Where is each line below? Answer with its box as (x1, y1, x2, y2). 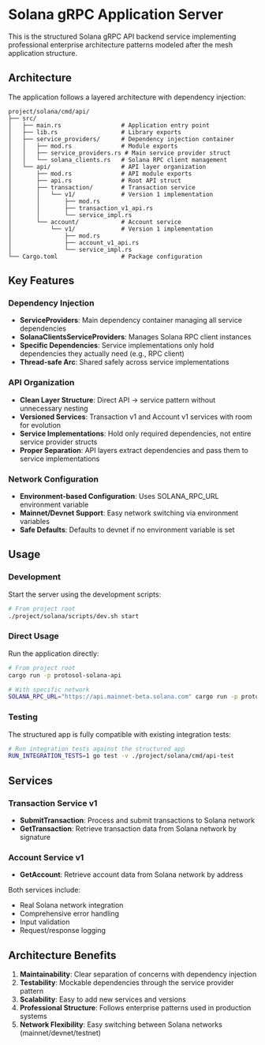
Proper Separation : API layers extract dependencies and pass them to (19, 445, 248, 455)
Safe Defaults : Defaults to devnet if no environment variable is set (19, 525, 235, 534)
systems (19, 1012, 47, 1021)
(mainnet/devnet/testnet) (19, 1028, 101, 1038)
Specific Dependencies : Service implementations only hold (19, 341, 215, 350)
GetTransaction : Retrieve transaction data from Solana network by (19, 824, 237, 833)
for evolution (19, 420, 62, 429)
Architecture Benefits (8, 949, 117, 962)
